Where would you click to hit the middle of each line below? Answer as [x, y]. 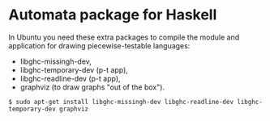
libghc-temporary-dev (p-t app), [74, 69]
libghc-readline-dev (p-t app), [70, 78]
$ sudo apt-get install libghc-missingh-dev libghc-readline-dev [121, 102]
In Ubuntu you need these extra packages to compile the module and [124, 37]
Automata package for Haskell [113, 15]
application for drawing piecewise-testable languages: [99, 45]
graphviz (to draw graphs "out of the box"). [92, 87]
